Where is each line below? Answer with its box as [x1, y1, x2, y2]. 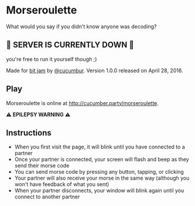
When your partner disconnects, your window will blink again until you [14, 187, 184, 194]
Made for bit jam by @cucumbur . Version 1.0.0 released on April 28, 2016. [6, 67, 183, 74]
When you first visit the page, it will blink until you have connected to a [14, 143, 186, 150]
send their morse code [14, 162, 70, 169]
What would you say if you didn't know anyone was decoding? [6, 23, 157, 30]
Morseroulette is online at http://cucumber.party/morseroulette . [6, 99, 159, 106]
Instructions [6, 127, 52, 138]
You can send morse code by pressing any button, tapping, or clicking [14, 168, 184, 175]
